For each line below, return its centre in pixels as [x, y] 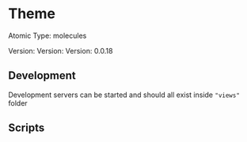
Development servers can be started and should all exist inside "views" [124, 95]
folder [18, 103]
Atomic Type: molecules [47, 35]
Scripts [27, 128]
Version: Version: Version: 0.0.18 [61, 50]
